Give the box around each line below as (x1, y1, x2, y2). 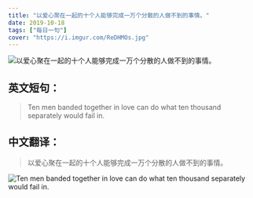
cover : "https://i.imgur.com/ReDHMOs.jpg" (8, 33, 149, 42)
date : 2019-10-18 (8, 19, 65, 27)
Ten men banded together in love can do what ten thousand (27, 103, 222, 112)
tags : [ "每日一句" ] (8, 26, 68, 34)
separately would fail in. (27, 111, 104, 120)
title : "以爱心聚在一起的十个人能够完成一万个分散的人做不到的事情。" (8, 11, 210, 20)
